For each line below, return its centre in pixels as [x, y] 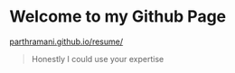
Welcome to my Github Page [118, 17]
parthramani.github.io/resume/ [66, 41]
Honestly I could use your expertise [98, 59]
